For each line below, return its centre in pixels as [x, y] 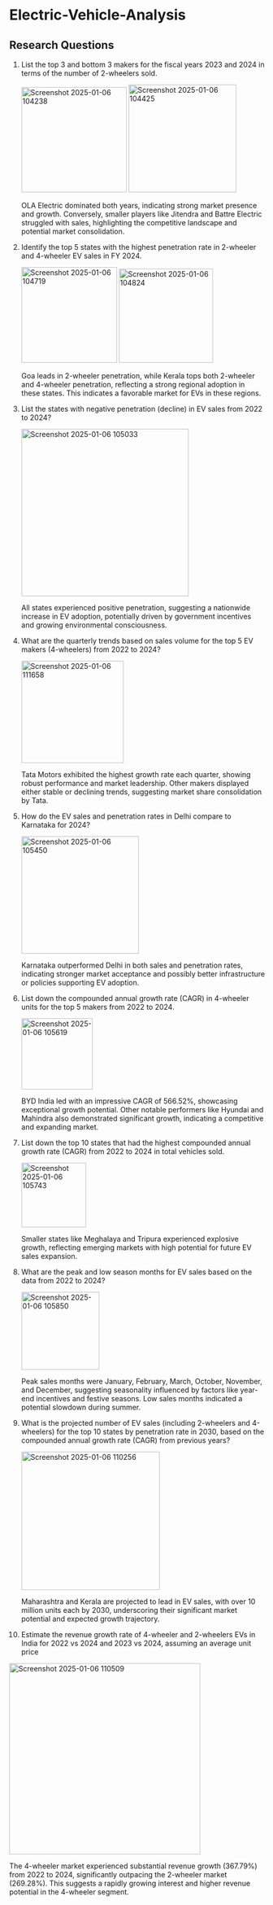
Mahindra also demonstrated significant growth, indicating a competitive [142, 1118]
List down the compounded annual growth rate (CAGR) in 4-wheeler [135, 998]
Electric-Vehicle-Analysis [97, 15]
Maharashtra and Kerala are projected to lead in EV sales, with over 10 [138, 1601]
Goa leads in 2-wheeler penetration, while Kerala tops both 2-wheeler [138, 376]
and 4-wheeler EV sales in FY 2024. [81, 256]
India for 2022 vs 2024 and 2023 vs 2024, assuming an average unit [136, 1643]
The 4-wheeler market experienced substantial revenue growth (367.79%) [134, 1866]
